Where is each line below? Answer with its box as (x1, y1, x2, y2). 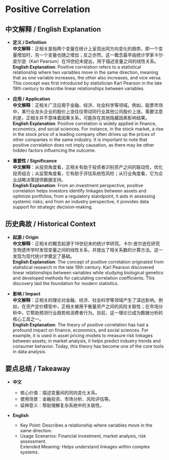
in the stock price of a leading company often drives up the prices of (12, 131, 155, 137)
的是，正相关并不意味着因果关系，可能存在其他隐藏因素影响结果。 (12, 115, 150, 121)
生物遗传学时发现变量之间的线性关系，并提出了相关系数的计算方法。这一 (12, 247, 163, 253)
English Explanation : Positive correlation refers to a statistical (12, 64, 141, 70)
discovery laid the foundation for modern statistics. (12, 280, 119, 286)
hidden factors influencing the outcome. (12, 148, 96, 153)
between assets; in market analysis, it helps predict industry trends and (12, 338, 161, 344)
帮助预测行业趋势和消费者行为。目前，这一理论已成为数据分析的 (30, 309, 163, 315)
